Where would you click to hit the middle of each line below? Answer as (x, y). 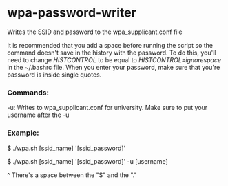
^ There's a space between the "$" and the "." (72, 175)
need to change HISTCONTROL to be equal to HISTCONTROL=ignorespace (114, 59)
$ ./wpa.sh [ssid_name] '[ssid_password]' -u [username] (88, 161)
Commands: (28, 93)
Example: (23, 133)
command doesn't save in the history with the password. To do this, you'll (112, 53)
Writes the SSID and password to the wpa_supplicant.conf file (95, 32)
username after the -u (38, 115)
